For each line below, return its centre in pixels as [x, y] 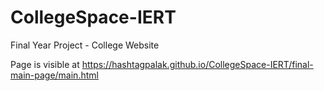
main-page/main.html [54, 75]
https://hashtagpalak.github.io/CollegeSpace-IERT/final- [197, 64]
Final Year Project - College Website [85, 45]
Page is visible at [45, 64]
